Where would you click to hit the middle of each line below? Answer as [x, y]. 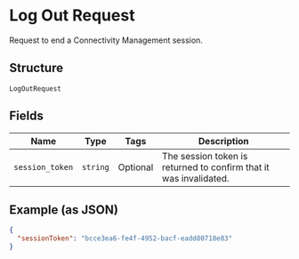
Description [224, 141]
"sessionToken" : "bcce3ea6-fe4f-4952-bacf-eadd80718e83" [125, 239]
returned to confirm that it [215, 167]
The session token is [205, 156]
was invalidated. [195, 178]
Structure [36, 68]
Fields [27, 116]
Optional [136, 167]
